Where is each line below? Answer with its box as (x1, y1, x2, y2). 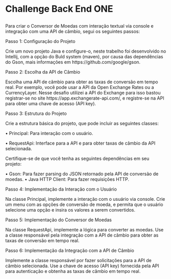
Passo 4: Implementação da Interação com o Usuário (5, 186, 117, 192)
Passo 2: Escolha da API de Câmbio (5, 69, 81, 75)
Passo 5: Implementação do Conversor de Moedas (5, 217, 112, 223)
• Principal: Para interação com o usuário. (5, 130, 93, 136)
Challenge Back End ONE (5, 3, 113, 15)
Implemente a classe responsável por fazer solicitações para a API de (5, 258, 152, 264)
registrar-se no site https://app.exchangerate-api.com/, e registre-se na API (5, 95, 164, 101)
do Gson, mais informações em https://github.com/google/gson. (5, 59, 141, 65)
